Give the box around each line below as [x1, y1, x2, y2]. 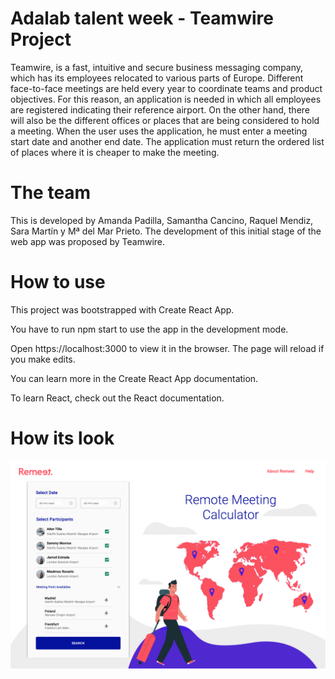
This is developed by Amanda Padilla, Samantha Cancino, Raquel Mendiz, [10, 214, 314, 226]
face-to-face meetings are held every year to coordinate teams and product [10, 82, 323, 94]
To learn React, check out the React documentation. [10, 392, 225, 404]
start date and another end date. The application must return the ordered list [10, 135, 325, 147]
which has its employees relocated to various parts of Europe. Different [10, 72, 304, 84]
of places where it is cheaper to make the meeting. [10, 146, 220, 158]
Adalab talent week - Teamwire [10, 7, 274, 30]
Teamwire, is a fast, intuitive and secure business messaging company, [10, 61, 304, 73]
